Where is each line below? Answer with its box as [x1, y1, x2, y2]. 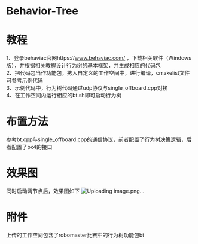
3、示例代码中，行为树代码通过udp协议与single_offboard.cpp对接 [6, 84, 168, 91]
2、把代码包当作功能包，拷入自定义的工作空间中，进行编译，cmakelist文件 [6, 69, 190, 77]
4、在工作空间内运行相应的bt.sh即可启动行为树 [6, 91, 121, 99]
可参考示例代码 [6, 77, 43, 84]
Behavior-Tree [6, 4, 79, 18]
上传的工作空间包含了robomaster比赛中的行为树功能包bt [6, 231, 145, 239]
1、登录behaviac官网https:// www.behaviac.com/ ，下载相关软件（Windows [6, 54, 191, 62]
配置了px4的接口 [11, 144, 53, 151]
